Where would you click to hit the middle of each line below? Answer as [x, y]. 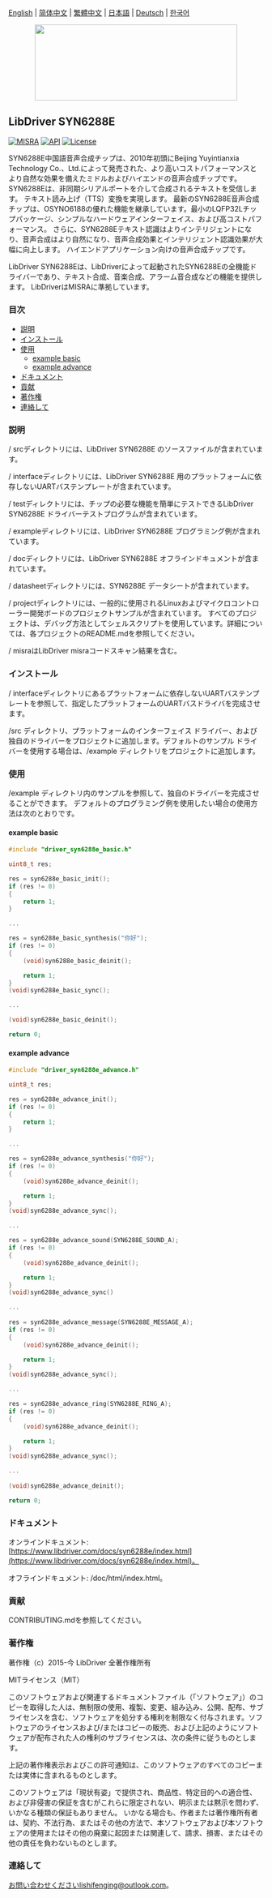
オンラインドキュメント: [49, 1542]
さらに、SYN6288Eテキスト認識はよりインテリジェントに [149, 229]
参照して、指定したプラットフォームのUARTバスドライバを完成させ [149, 703]
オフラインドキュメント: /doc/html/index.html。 [88, 1578]
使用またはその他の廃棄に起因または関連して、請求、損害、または [139, 1832]
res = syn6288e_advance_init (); [63, 1099]
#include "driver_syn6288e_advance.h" [74, 1070]
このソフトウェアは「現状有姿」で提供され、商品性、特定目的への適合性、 [133, 1792]
